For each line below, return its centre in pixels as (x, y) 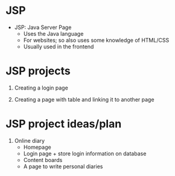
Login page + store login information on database (85, 153)
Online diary (30, 140)
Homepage (37, 147)
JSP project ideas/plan (64, 124)
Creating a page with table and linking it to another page (84, 99)
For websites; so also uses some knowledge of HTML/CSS (96, 40)
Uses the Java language (53, 33)
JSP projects (38, 71)
